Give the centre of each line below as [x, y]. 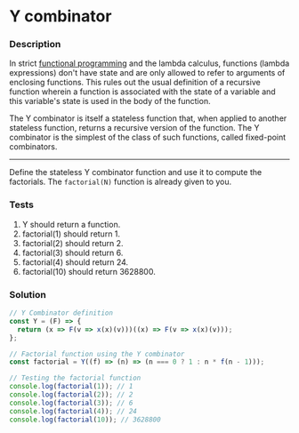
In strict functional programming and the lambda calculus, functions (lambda [149, 63]
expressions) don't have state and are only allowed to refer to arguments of [147, 73]
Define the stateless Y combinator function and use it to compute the [136, 172]
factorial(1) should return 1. [71, 234]
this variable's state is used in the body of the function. [110, 101]
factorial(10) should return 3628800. [89, 271]
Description [35, 44]
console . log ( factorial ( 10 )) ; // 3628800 [85, 420]
